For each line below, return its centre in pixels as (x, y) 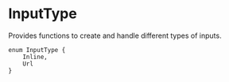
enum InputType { (37, 50)
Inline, (35, 57)
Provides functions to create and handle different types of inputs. (115, 35)
